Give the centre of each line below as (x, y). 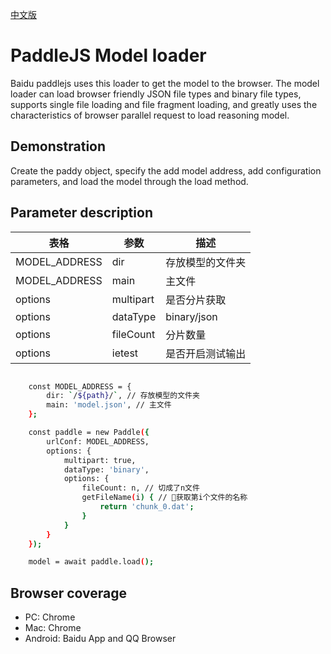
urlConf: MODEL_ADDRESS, (98, 441)
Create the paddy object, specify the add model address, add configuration (166, 170)
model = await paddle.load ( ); (91, 562)
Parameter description (81, 213)
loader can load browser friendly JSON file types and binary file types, (156, 94)
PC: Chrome (50, 617)
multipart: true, (100, 460)
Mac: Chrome (53, 628)
